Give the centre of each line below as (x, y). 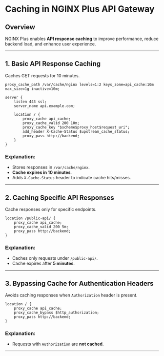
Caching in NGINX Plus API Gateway (80, 9)
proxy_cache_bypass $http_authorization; (56, 313)
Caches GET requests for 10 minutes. (42, 75)
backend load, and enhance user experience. (51, 44)
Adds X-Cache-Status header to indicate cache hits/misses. (72, 178)
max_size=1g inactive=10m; (32, 89)
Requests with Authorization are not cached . (58, 344)
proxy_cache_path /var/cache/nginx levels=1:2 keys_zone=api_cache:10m (79, 84)
